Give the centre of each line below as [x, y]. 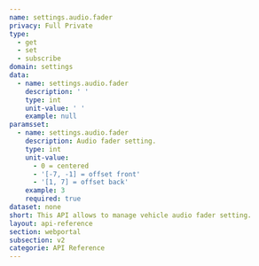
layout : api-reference [51, 223]
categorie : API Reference [57, 248]
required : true [53, 199]
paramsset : [29, 125]
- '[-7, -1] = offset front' [86, 174]
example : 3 [45, 191]
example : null [51, 116]
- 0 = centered [61, 166]
